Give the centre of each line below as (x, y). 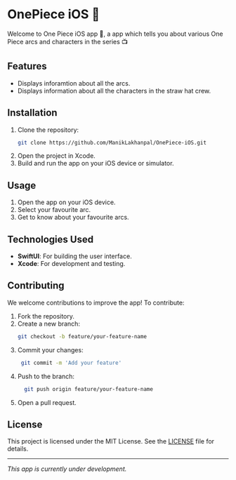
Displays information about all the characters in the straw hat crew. (114, 91)
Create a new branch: (49, 324)
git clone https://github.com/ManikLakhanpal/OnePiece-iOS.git (112, 142)
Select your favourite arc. (54, 210)
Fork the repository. (46, 316)
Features (27, 66)
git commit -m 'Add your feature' (71, 363)
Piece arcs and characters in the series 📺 (68, 41)
